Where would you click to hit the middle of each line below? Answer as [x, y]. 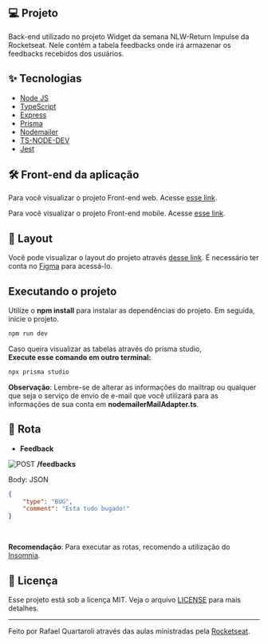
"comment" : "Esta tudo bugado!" [76, 509]
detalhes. [24, 608]
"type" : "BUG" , [48, 501]
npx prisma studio [39, 372]
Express [33, 115]
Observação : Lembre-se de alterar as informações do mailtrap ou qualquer [132, 387]
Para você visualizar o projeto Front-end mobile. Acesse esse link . [117, 213]
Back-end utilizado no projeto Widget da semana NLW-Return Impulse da [129, 36]
